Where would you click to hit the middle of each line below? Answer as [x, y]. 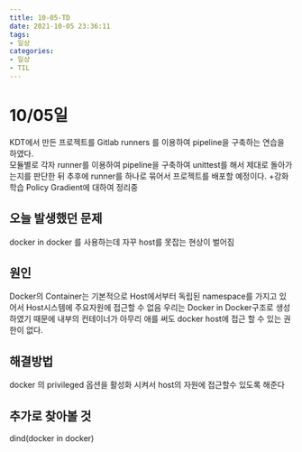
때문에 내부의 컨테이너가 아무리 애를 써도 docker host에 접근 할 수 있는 [157, 319]
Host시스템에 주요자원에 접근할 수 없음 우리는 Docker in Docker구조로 [150, 308]
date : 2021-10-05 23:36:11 [60, 26]
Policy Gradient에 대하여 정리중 [82, 187]
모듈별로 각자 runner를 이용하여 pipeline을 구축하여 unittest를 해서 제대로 [139, 164]
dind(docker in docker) [52, 438]
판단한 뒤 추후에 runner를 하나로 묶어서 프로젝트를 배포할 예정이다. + [154, 176]
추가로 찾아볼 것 [50, 416]
